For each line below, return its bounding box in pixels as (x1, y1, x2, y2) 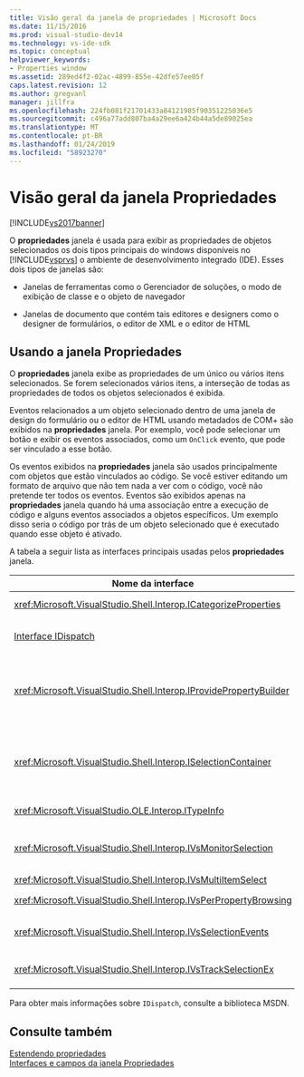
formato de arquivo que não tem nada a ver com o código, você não (9, 480, 263, 491)
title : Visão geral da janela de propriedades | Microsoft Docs (9, 13, 257, 23)
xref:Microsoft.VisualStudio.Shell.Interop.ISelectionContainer (14, 756, 271, 769)
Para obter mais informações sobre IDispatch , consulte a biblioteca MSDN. (9, 998, 290, 1009)
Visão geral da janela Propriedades (9, 187, 278, 208)
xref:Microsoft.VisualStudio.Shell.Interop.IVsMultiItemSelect (14, 874, 268, 887)
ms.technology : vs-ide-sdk (9, 38, 111, 48)
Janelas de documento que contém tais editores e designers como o (22, 308, 279, 319)
